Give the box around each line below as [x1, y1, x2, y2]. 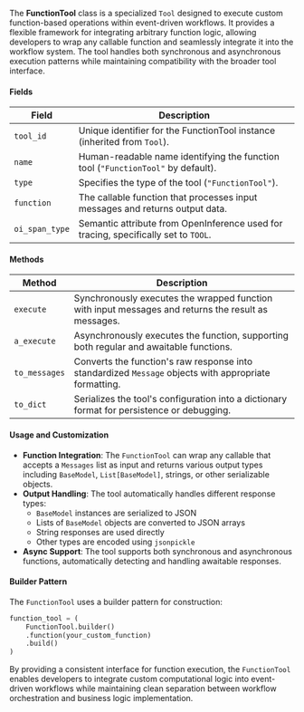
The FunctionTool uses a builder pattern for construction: [9, 596, 223, 607]
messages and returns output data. [78, 203, 228, 216]
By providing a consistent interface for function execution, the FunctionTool [9, 664, 291, 675]
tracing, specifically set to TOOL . [78, 228, 212, 241]
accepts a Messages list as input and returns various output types [22, 459, 263, 470]
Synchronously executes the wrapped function [73, 292, 273, 304]
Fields [9, 86, 33, 97]
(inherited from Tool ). [78, 136, 170, 149]
